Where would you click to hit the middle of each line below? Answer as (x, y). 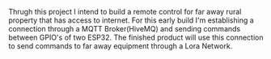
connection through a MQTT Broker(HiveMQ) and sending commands (125, 29)
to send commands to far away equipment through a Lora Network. (121, 46)
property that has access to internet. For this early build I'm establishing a (131, 20)
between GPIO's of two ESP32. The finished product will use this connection (136, 37)
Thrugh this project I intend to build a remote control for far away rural (125, 12)
